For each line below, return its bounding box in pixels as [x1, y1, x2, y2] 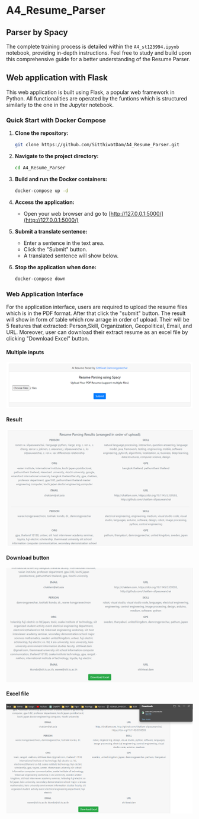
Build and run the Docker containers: [14, 175, 108, 182]
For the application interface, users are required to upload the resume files [6, 303, 188, 310]
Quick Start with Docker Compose [6, 116, 107, 124]
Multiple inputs [6, 348, 44, 355]
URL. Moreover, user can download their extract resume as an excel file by [6, 328, 188, 336]
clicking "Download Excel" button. [6, 335, 89, 342]
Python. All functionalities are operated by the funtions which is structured [6, 94, 188, 102]
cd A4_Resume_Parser [14, 165, 66, 171]
